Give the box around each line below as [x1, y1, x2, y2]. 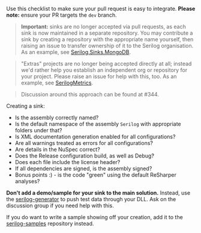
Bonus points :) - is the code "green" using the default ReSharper [14, 171, 177, 178]
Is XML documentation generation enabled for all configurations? [14, 133, 176, 140]
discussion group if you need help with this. [6, 202, 114, 209]
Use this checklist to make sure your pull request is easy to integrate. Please [6, 5, 196, 12]
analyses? [14, 178, 40, 184]
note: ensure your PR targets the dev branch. [6, 11, 117, 19]
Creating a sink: [6, 102, 45, 110]
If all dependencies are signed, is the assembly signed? [14, 165, 152, 172]
